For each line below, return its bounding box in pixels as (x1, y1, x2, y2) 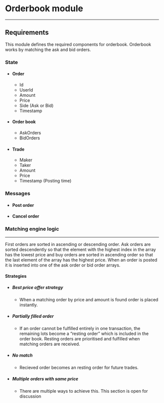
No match (12, 352, 33, 358)
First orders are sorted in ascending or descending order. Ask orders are (5, 241, 151, 247)
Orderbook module (5, 3, 83, 14)
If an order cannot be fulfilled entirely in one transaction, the (19, 326, 141, 332)
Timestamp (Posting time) (19, 178, 72, 184)
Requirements (5, 28, 49, 37)
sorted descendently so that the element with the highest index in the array (5, 246, 156, 252)
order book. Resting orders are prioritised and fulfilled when (19, 336, 140, 342)
